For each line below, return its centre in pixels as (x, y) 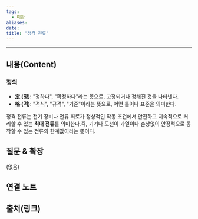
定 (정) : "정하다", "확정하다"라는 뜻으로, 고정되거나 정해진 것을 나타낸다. (97, 96)
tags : (13, 11)
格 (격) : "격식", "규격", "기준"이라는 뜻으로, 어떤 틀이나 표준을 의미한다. (95, 104)
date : (13, 28)
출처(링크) (24, 209)
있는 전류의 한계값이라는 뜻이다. (60, 131)
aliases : (17, 22)
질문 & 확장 (25, 152)
